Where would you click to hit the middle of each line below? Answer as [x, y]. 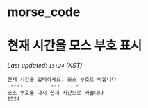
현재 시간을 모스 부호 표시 [75, 46]
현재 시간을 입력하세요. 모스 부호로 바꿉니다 [62, 80]
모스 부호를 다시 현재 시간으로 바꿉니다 [56, 93]
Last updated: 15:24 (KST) [45, 66]
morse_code [44, 12]
